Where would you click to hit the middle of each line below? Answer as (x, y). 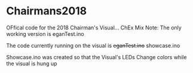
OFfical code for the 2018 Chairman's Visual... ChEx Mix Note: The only (94, 28)
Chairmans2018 (47, 11)
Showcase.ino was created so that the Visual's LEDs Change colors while (96, 57)
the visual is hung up (32, 63)
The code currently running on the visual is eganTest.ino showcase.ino (93, 45)
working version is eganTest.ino (45, 34)
